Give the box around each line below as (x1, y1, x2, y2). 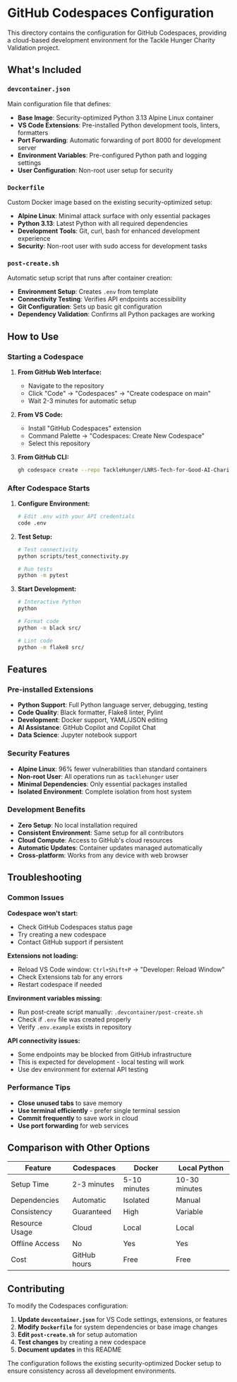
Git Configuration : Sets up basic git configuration (17, 302, 162, 311)
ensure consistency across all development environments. (7, 1366, 176, 1375)
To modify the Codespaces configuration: (7, 1301, 128, 1310)
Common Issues (7, 893, 65, 903)
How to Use (7, 331, 59, 343)
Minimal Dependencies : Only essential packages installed (17, 779, 188, 788)
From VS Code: (17, 410, 63, 418)
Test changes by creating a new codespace (17, 1338, 147, 1347)
